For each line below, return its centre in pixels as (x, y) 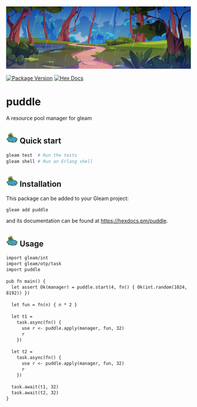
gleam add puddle (27, 210)
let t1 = (22, 317)
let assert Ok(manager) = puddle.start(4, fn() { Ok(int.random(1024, (99, 287)
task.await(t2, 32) (35, 393)
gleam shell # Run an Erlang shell (50, 161)
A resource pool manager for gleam (49, 118)
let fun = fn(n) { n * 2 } (44, 305)
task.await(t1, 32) (35, 387)
